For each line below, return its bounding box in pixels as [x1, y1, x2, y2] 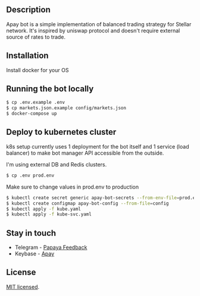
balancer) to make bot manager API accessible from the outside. [6, 149, 164, 156]
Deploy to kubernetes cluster [6, 127, 117, 137]
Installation [6, 51, 49, 61]
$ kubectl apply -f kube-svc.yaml [6, 211, 92, 217]
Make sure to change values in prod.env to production [6, 183, 139, 190]
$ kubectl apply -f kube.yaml [6, 206, 82, 212]
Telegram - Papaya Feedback [14, 244, 87, 251]
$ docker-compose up [6, 110, 58, 117]
